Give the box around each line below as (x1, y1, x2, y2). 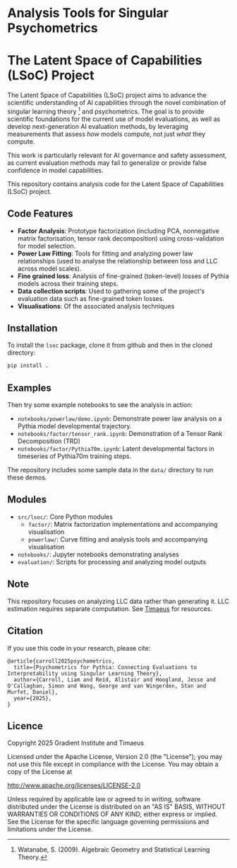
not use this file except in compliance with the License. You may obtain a (7, 760, 219, 769)
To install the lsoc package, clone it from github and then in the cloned (7, 341, 213, 350)
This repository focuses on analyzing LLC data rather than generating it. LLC (7, 597, 229, 605)
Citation (7, 625, 44, 637)
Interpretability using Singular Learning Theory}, (7, 670, 162, 677)
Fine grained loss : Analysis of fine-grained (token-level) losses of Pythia (17, 271, 229, 280)
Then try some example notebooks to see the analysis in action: (7, 401, 193, 409)
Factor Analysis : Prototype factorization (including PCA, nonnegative (17, 227, 220, 235)
